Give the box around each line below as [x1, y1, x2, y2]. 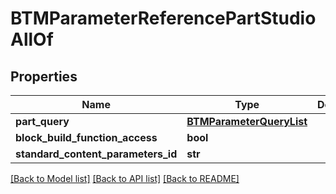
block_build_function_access [15, 131, 158, 144]
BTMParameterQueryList [186, 115, 308, 128]
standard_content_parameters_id [15, 147, 178, 161]
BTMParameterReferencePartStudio [10, 7, 317, 30]
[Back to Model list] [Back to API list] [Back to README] [10, 173, 240, 184]
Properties [10, 68, 78, 85]
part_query [15, 115, 70, 128]
